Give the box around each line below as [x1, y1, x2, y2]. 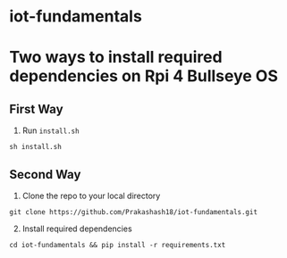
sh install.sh [9, 143, 63, 152]
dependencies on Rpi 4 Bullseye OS [9, 66, 279, 87]
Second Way [9, 167, 81, 182]
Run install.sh [21, 125, 80, 136]
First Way [9, 101, 64, 117]
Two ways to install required [9, 47, 223, 68]
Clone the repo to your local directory [21, 190, 161, 201]
